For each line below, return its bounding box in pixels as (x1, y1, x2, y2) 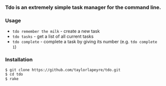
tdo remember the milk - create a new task (12, 29, 100, 34)
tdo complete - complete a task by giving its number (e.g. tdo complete (12, 39, 158, 45)
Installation (5, 56, 33, 63)
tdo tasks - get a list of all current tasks (12, 33, 94, 39)
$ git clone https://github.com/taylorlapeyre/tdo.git (5, 67, 121, 72)
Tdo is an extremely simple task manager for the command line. (5, 4, 161, 11)
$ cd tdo (5, 72, 23, 77)
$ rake (5, 77, 19, 82)
